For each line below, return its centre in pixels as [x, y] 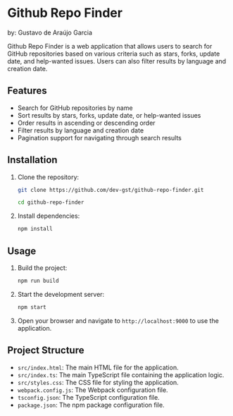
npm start [32, 307]
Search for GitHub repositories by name [75, 108]
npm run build [38, 281]
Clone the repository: [48, 177]
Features [27, 91]
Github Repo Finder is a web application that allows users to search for [110, 46]
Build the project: [42, 268]
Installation [32, 160]
